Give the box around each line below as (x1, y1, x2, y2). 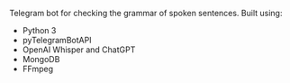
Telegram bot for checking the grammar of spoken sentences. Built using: (9, 8, 283, 18)
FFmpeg (22, 63, 54, 74)
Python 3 (22, 25, 57, 35)
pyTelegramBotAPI (22, 35, 92, 45)
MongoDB (22, 54, 60, 64)
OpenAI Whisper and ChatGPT (22, 44, 136, 55)
